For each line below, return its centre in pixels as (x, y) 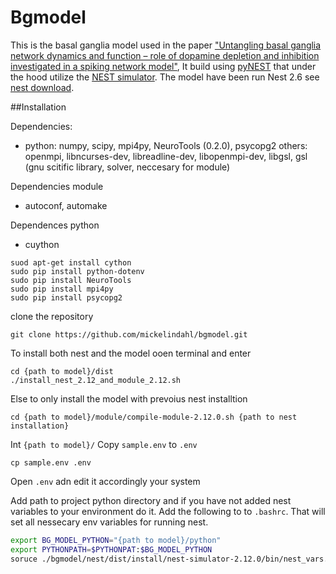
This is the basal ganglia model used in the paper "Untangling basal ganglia (166, 45)
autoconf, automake (66, 205)
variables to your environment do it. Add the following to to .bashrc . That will (168, 511)
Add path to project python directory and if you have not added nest (151, 500)
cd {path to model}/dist (62, 371)
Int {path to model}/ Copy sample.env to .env (104, 444)
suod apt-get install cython (71, 262)
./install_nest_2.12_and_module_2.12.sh (96, 380)
